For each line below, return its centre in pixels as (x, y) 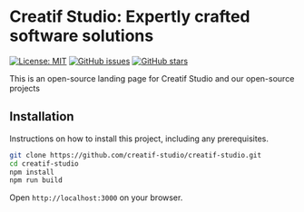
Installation (42, 116)
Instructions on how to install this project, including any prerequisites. (139, 139)
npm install (32, 172)
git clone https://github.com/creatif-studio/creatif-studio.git (135, 155)
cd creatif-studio (44, 164)
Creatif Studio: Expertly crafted (130, 17)
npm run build (36, 180)
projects (25, 88)
